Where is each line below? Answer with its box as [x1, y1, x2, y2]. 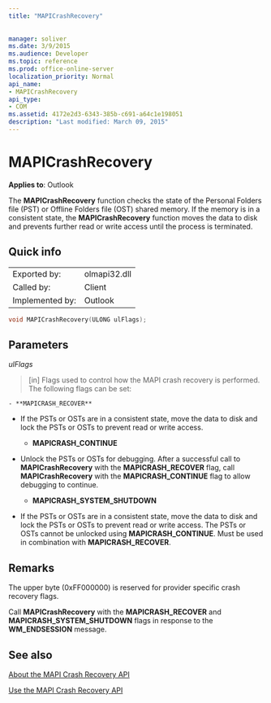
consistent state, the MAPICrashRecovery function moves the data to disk [8, 212, 258, 222]
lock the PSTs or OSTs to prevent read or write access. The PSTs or [19, 520, 246, 530]
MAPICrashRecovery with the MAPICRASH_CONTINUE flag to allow [19, 471, 251, 481]
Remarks [8, 561, 55, 574]
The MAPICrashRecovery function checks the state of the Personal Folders [8, 195, 262, 205]
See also [8, 648, 53, 662]
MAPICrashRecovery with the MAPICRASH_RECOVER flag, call [19, 463, 235, 473]
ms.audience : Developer [8, 50, 89, 58]
